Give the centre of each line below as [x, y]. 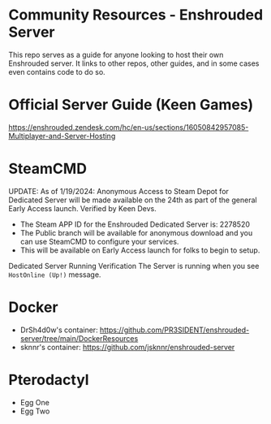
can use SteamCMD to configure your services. [99, 241]
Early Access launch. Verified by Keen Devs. [82, 208]
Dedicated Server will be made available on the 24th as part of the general [133, 200]
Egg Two [35, 411]
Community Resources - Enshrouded [136, 15]
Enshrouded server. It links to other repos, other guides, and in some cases [134, 63]
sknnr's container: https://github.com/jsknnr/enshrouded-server [127, 347]
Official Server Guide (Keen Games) [131, 105]
